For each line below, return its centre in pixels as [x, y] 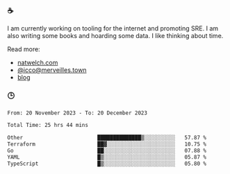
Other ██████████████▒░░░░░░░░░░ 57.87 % [107, 138]
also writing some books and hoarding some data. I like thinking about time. [115, 36]
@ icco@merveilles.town [52, 70]
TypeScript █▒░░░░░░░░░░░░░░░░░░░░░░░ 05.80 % [107, 164]
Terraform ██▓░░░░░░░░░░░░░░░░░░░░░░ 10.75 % [107, 144]
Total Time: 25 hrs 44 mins [48, 125]
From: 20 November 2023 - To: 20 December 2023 [77, 113]
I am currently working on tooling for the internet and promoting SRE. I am [113, 28]
